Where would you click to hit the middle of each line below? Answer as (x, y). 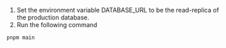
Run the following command (57, 25)
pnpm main (21, 38)
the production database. (53, 17)
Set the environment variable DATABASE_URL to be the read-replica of (118, 10)
